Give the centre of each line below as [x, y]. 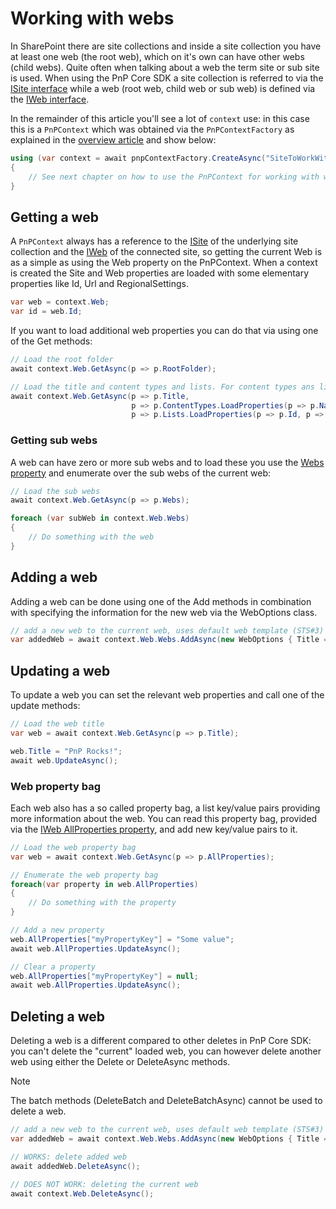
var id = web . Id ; [46, 312]
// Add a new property [57, 930]
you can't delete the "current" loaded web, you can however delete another [166, 1051]
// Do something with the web [91, 537]
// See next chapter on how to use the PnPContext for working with [174, 177]
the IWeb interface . [50, 99]
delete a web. [38, 1111]
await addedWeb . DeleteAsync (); [75, 1166]
